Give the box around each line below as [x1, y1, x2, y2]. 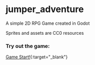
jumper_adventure [5, 4, 84, 15]
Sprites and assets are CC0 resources [5, 30, 84, 36]
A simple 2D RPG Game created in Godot [5, 20, 90, 26]
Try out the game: [5, 42, 50, 49]
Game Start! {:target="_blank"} [5, 54, 68, 60]
